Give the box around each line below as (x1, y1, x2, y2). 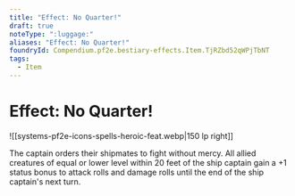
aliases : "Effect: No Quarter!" (9, 37, 130, 47)
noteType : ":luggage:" (9, 29, 94, 38)
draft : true (9, 21, 54, 30)
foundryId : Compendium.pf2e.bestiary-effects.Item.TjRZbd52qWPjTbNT (9, 46, 270, 55)
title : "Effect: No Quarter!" (9, 12, 122, 22)
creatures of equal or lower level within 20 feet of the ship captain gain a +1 (9, 157, 288, 167)
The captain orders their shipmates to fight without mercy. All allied (9, 148, 257, 159)
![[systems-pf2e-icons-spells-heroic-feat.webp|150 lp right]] (9, 130, 234, 141)
